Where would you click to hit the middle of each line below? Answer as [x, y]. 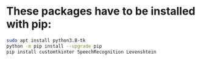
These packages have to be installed [101, 11]
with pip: [29, 24]
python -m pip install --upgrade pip [54, 46]
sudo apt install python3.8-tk [46, 40]
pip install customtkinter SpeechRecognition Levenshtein [81, 52]
